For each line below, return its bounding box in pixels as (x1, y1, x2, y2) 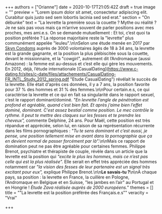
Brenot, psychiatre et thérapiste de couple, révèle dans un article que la (5, 148, 147, 154)
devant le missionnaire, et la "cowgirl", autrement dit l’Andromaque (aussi (5, 56, 151, 61)
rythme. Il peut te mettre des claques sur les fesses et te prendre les (5, 113, 141, 118)
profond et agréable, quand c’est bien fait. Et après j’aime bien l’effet (5, 102, 143, 108)
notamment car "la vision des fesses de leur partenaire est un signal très (5, 164, 150, 169)
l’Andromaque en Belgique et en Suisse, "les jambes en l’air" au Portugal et (5, 180, 154, 185)
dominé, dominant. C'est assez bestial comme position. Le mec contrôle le (5, 107, 154, 113)
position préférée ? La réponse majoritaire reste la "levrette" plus (5, 35, 134, 41)
